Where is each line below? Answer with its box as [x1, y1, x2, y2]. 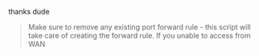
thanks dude [8, 7, 50, 16]
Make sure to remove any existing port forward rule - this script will [27, 22, 251, 31]
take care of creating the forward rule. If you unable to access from [27, 31, 251, 40]
